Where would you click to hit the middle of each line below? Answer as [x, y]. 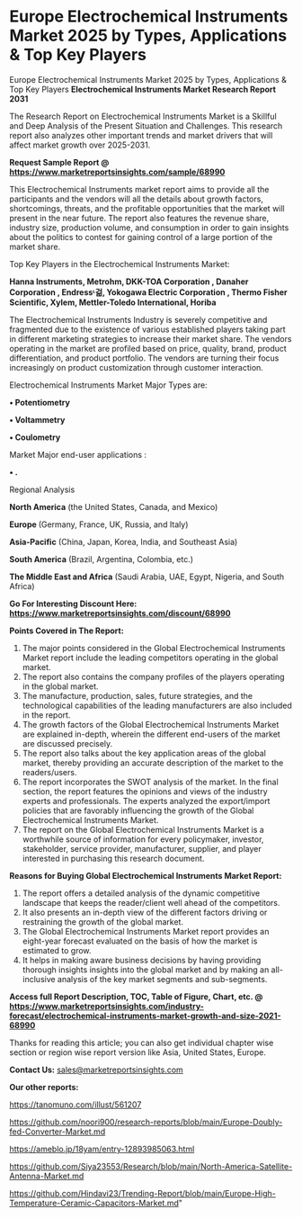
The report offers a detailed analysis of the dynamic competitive [141, 893]
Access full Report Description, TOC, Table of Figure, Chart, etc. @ [136, 997]
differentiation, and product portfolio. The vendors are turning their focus [144, 358]
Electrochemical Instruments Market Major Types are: [109, 385]
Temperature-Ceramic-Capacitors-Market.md [94, 1203]
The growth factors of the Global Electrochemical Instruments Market [151, 724]
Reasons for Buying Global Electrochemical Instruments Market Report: [146, 875]
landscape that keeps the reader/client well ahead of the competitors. [151, 902]
